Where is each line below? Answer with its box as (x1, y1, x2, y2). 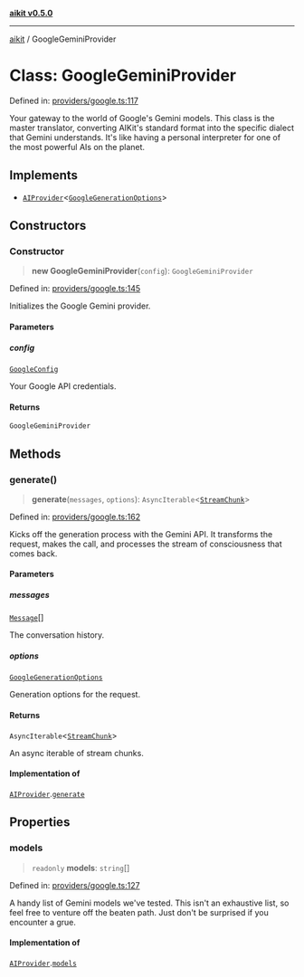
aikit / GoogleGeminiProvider (9, 33, 117, 44)
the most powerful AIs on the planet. (9, 141, 146, 152)
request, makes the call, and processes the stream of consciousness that (9, 538, 282, 549)
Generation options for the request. (9, 689, 141, 700)
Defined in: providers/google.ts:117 (9, 95, 138, 106)
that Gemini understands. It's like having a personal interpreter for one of (9, 131, 281, 143)
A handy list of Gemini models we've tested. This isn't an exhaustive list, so (9, 897, 290, 908)
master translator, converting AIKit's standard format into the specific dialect (9, 122, 294, 133)
